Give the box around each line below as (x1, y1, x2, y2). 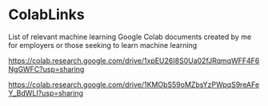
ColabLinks (8, 6, 86, 24)
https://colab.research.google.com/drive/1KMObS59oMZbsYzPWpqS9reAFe (8, 80, 260, 89)
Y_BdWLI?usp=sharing (8, 88, 84, 97)
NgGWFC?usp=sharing (8, 64, 85, 73)
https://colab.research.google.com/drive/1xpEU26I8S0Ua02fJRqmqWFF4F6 (8, 56, 260, 65)
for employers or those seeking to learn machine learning (8, 40, 198, 49)
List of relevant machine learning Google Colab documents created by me (8, 32, 252, 41)
